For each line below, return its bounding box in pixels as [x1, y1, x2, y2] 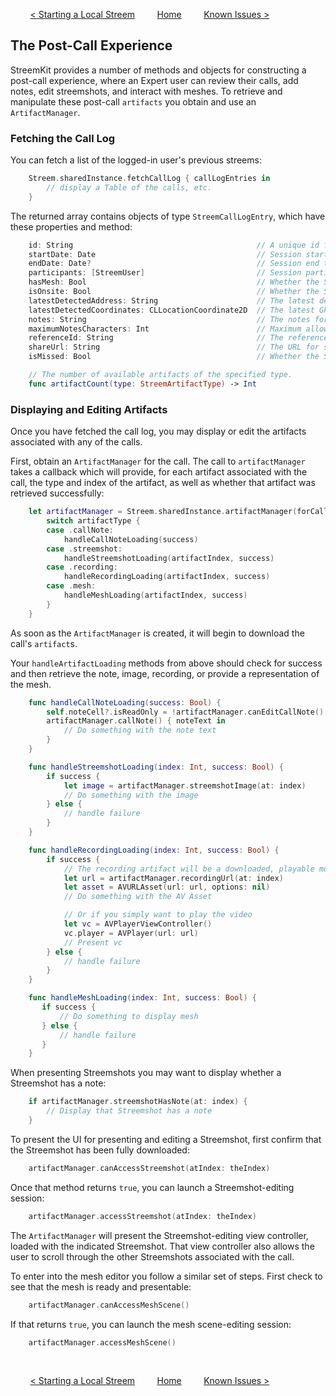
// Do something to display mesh [59, 1011, 199, 1021]
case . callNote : [46, 525, 114, 535]
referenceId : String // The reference [28, 333, 329, 343]
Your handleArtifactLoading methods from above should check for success [10, 657, 323, 669]
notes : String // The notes [28, 314, 311, 324]
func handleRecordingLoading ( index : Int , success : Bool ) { [28, 845, 280, 855]
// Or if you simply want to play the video [63, 910, 253, 920]
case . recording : [46, 562, 118, 573]
